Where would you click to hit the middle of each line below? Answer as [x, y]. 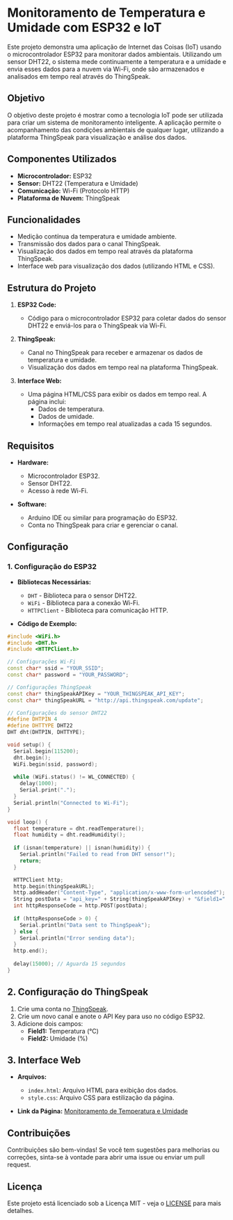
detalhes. [21, 1211]
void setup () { [29, 745]
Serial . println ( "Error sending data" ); [78, 938]
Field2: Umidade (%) [58, 1038]
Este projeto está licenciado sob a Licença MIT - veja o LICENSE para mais [114, 1203]
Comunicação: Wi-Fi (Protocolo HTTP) [73, 191]
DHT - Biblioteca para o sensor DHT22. [82, 595]
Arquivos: [32, 1077]
